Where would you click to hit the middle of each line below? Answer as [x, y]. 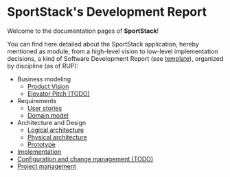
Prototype [42, 144]
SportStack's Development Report [107, 12]
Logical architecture [56, 130]
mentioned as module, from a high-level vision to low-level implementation [113, 51]
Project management [47, 166]
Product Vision [48, 86]
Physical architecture [57, 137]
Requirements [37, 100]
